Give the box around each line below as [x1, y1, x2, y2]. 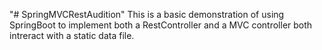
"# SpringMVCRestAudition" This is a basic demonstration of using [9, 9, 285, 20]
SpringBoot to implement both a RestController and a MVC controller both [9, 19, 313, 31]
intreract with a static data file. [9, 30, 135, 41]
